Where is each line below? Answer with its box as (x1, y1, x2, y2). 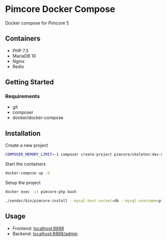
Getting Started (5, 78, 54, 87)
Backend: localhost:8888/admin (12, 231, 78, 237)
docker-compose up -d (5, 171, 50, 176)
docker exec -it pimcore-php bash (5, 189, 77, 194)
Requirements (5, 93, 40, 100)
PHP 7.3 (12, 47, 29, 53)
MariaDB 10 (12, 53, 36, 59)
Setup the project (5, 180, 41, 185)
